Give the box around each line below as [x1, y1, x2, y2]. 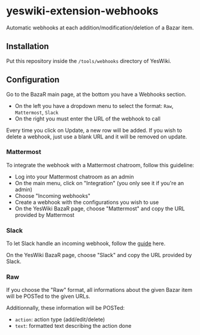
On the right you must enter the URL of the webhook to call [14, 115, 160, 122]
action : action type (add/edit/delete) [14, 316, 105, 323]
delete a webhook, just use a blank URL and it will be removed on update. [6, 133, 187, 140]
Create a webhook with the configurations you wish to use [14, 198, 159, 206]
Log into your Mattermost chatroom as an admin [14, 173, 134, 180]
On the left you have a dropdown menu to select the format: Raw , [14, 102, 174, 109]
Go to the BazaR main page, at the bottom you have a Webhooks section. [6, 90, 187, 98]
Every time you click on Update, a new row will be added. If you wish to [6, 126, 183, 134]
